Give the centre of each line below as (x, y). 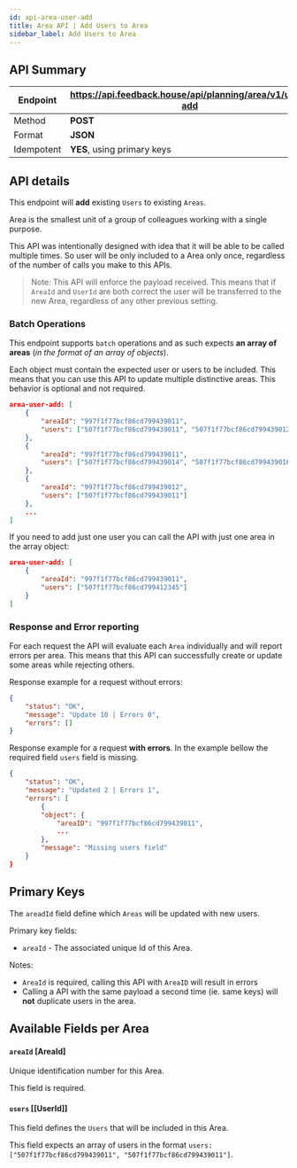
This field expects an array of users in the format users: (111, 1145)
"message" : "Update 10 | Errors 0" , (93, 714)
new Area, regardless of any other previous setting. (124, 301)
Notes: (21, 965)
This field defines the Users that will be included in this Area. (119, 1128)
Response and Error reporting (74, 627)
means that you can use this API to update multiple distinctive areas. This (142, 379)
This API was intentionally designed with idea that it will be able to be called (147, 246)
